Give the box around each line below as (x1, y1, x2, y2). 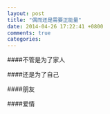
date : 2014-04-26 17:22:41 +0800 (7, 23, 104, 30)
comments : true (7, 29, 51, 37)
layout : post (7, 10, 45, 17)
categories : (7, 36, 42, 43)
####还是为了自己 (7, 70, 59, 79)
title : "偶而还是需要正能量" (7, 17, 82, 23)
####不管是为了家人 (7, 56, 66, 64)
